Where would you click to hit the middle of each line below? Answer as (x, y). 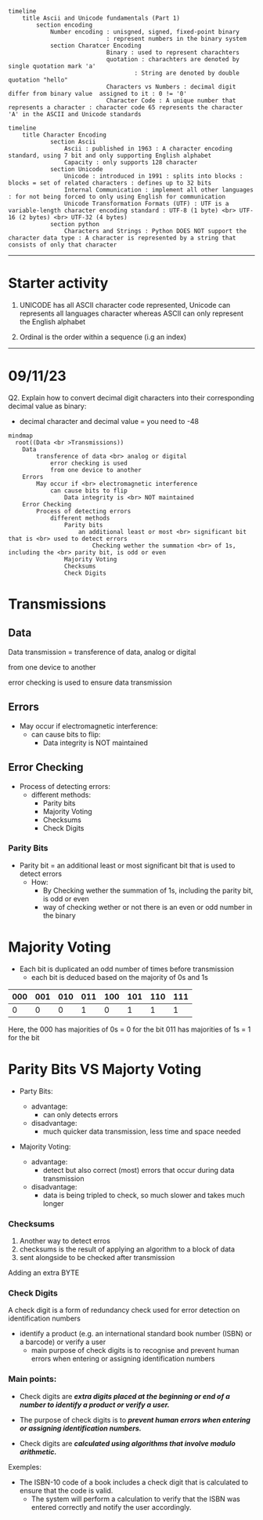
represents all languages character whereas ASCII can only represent (131, 313)
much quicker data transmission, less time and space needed (142, 1131)
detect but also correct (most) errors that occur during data (139, 1170)
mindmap (21, 436)
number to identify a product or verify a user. (94, 1405)
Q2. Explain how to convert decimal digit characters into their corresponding (131, 397)
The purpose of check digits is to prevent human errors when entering (135, 1420)
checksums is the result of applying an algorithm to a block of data (127, 1249)
